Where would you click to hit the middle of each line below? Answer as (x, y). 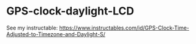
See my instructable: (32, 28)
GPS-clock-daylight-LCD (70, 11)
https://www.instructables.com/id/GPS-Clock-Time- (124, 28)
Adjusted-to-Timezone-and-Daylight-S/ (56, 34)
